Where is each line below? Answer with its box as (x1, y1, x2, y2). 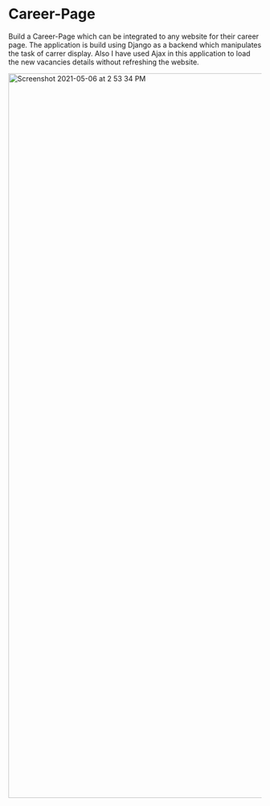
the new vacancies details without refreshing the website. (8, 57, 199, 67)
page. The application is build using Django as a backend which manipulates (8, 39, 262, 49)
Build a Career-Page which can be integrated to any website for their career (8, 31, 260, 41)
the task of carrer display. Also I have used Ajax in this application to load (8, 48, 251, 58)
